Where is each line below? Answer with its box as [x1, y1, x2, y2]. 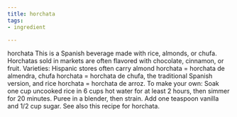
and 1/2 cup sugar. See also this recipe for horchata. [7, 102, 160, 111]
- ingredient [7, 23, 46, 30]
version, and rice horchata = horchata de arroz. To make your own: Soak [7, 79, 219, 88]
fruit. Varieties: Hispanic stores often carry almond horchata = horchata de [7, 65, 225, 73]
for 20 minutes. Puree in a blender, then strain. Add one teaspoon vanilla [7, 94, 219, 103]
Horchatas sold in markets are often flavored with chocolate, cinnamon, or [7, 57, 224, 65]
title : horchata [7, 10, 55, 18]
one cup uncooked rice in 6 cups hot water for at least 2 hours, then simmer [7, 87, 230, 96]
